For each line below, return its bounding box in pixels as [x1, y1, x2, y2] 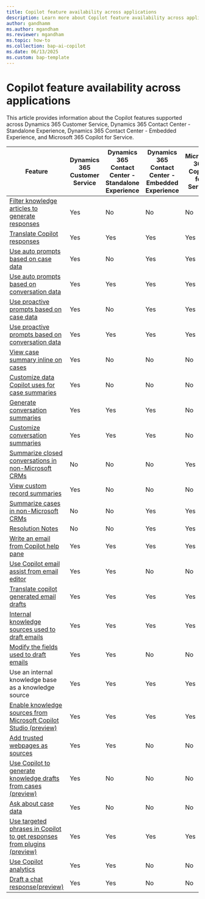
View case [9, 348, 40, 356]
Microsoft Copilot [9, 716, 59, 724]
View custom [9, 481, 47, 490]
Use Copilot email [9, 559, 60, 568]
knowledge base [9, 675, 57, 684]
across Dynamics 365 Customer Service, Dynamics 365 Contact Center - [6, 120, 191, 128]
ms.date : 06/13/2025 [6, 49, 59, 55]
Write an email [9, 534, 51, 543]
